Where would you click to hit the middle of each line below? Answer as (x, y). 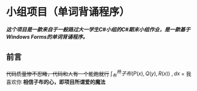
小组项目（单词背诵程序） (68, 12)
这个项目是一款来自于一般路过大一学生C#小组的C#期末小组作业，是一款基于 (98, 29)
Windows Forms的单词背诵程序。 (47, 36)
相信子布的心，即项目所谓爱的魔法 (64, 82)
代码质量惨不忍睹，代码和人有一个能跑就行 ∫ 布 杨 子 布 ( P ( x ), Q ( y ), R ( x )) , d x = (96, 74)
